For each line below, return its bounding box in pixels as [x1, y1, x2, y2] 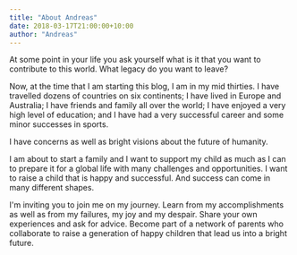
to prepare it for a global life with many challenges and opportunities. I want [9, 163, 288, 174]
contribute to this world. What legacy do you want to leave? [9, 64, 229, 74]
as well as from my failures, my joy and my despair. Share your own [9, 209, 258, 220]
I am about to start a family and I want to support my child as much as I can [9, 154, 286, 165]
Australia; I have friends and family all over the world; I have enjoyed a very [9, 100, 286, 111]
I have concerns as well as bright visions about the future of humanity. [9, 136, 268, 148]
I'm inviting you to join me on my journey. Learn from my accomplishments [9, 200, 284, 210]
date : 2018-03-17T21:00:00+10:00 [9, 21, 134, 30]
